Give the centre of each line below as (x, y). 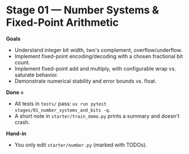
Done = (15, 92)
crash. (22, 122)
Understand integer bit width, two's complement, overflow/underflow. (98, 50)
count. (22, 62)
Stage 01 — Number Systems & (83, 10)
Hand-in (16, 133)
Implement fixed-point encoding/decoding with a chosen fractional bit (99, 56)
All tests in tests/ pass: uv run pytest (60, 103)
